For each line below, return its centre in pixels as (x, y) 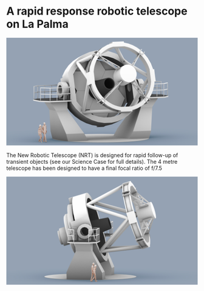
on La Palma (37, 24)
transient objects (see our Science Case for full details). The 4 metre (92, 162)
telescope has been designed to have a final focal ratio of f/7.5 (84, 168)
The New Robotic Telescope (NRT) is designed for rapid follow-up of (92, 155)
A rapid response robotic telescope (97, 11)
